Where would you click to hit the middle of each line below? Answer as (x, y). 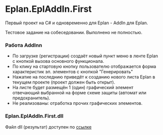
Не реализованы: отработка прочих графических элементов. (77, 103)
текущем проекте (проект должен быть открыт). (64, 82)
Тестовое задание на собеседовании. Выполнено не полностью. (74, 32)
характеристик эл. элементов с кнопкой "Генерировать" (73, 72)
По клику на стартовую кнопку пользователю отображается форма (84, 67)
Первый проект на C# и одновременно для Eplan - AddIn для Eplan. (77, 23)
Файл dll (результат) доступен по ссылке (48, 127)
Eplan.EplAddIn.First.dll (34, 116)
